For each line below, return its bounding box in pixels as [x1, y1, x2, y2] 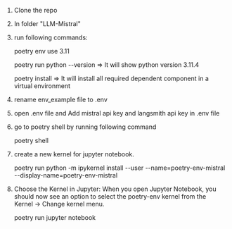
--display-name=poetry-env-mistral [13, 171, 118, 179]
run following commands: [13, 33, 88, 42]
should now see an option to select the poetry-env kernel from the [13, 192, 207, 200]
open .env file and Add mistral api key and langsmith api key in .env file [13, 109, 220, 117]
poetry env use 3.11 [13, 47, 70, 55]
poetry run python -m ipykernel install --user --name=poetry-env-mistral [13, 163, 226, 172]
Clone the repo [13, 6, 58, 14]
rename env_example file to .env [13, 95, 108, 104]
